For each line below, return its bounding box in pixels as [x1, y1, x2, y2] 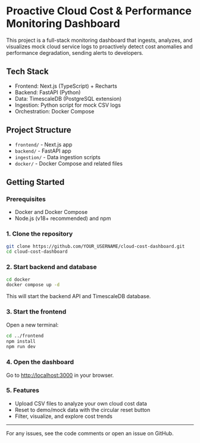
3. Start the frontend [6, 308, 67, 316]
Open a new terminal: [6, 321, 59, 329]
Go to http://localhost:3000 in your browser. [6, 371, 114, 379]
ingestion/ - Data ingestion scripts [14, 153, 101, 160]
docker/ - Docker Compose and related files [14, 160, 123, 167]
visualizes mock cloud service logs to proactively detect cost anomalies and [6, 43, 193, 50]
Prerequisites [6, 195, 46, 203]
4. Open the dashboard [6, 358, 74, 366]
